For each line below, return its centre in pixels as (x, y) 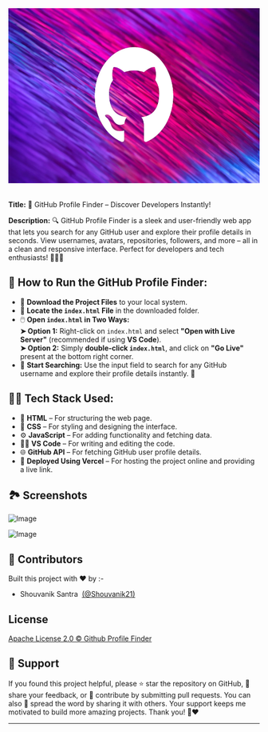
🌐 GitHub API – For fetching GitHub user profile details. (110, 452)
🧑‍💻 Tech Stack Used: (61, 399)
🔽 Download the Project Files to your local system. (104, 302)
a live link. (36, 469)
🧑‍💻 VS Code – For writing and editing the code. (97, 443)
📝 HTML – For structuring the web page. (86, 418)
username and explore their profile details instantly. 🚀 (107, 373)
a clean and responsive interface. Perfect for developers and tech (116, 249)
